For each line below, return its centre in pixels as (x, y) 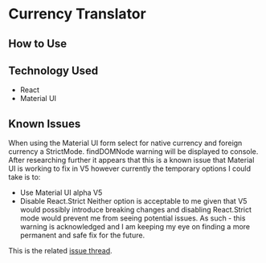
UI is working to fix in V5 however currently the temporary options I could (130, 168)
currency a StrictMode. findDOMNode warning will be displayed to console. (133, 152)
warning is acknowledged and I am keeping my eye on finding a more (135, 227)
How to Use (38, 44)
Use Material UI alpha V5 (61, 192)
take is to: (25, 177)
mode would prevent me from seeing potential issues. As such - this (133, 218)
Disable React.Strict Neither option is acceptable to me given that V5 (133, 201)
